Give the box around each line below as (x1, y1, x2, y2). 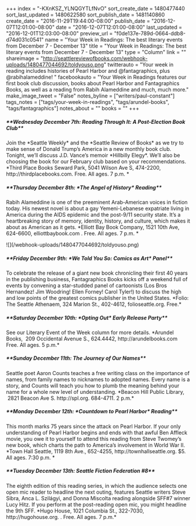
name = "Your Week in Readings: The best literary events (44, 36, 183, 43)
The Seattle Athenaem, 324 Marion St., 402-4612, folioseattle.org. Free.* (6, 301, 182, 308)
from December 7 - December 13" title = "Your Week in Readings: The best (6, 42, 187, 49)
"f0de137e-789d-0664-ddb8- (114, 30, 186, 37)
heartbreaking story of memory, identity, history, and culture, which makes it (6, 217, 190, 224)
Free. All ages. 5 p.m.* (6, 341, 60, 348)
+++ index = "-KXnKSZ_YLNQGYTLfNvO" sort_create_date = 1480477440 (6, 5, 185, 12)
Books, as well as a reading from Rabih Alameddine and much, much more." (6, 86, 189, 93)
